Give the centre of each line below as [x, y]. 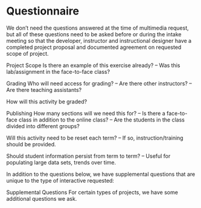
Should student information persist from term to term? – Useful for [88, 156]
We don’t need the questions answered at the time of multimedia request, [97, 28]
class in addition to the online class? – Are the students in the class [102, 120]
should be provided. [31, 144]
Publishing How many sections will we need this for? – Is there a [86, 113]
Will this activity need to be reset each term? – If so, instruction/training [95, 138]
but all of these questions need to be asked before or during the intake [94, 34]
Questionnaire [43, 11]
